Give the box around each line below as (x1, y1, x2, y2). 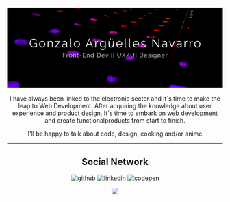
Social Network (81, 155, 149, 168)
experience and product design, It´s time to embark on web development (12, 109, 218, 117)
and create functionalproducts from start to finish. (44, 116, 186, 125)
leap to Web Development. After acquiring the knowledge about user (18, 102, 212, 110)
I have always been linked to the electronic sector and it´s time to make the (10, 94, 220, 103)
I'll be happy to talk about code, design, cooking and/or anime (27, 129, 203, 138)
